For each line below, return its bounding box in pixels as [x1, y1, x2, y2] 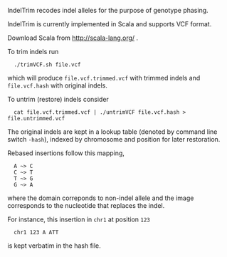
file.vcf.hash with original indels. [7, 81, 108, 90]
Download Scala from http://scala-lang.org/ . [7, 33, 139, 42]
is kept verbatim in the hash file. [7, 241, 101, 250]
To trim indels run [7, 48, 59, 56]
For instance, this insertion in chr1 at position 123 [7, 215, 151, 224]
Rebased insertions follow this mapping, [7, 149, 125, 157]
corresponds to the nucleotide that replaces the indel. [7, 201, 165, 209]
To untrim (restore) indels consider [7, 95, 109, 103]
